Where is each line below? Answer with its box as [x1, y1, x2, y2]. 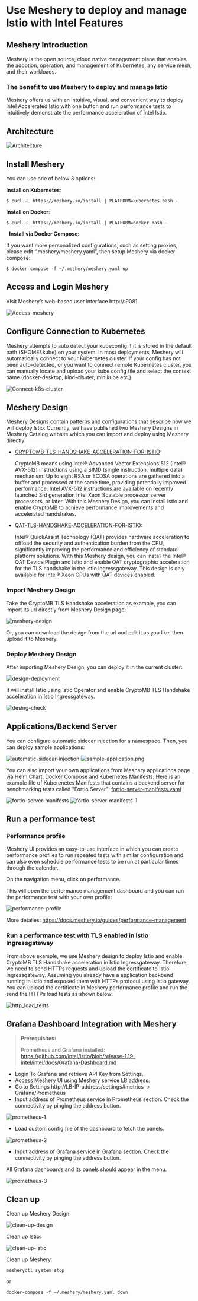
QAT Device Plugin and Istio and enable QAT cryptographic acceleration [14, 559, 190, 566]
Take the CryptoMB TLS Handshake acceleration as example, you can [6, 599, 176, 607]
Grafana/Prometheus [14, 1089, 66, 1096]
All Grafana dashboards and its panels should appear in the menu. [6, 1166, 167, 1173]
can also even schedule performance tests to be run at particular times [6, 858, 179, 865]
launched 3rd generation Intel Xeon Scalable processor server [14, 491, 167, 499]
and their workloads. [6, 68, 56, 75]
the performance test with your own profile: [6, 894, 112, 901]
